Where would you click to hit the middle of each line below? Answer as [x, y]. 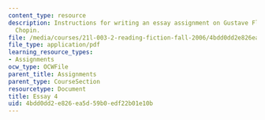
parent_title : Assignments [52, 74]
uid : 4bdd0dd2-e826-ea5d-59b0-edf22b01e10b [81, 103]
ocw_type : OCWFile [38, 67]
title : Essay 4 [33, 96]
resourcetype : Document [47, 89]
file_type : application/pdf [54, 45]
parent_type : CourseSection [54, 81]
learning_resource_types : [50, 52]
